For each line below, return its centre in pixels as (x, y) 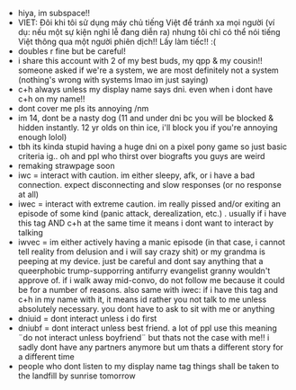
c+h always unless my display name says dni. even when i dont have (145, 89)
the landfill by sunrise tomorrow (77, 376)
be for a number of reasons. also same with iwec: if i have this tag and (148, 290)
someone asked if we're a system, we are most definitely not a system (148, 70)
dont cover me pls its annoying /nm (83, 108)
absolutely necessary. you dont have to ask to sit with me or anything (146, 309)
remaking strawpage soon (66, 166)
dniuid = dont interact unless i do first (87, 319)
